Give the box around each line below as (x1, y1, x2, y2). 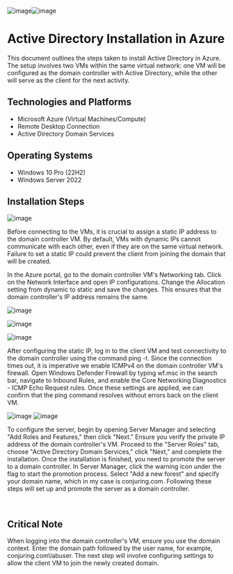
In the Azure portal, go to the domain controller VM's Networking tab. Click (7, 271, 222, 279)
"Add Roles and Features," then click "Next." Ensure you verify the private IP (7, 433, 225, 441)
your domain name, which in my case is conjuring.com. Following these (7, 477, 212, 486)
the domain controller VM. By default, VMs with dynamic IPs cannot (7, 235, 201, 244)
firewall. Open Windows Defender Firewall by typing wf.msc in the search (7, 369, 218, 377)
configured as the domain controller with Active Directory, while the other (7, 68, 218, 77)
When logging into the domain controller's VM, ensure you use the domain (7, 536, 220, 545)
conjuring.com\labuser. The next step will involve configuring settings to (7, 552, 214, 560)
